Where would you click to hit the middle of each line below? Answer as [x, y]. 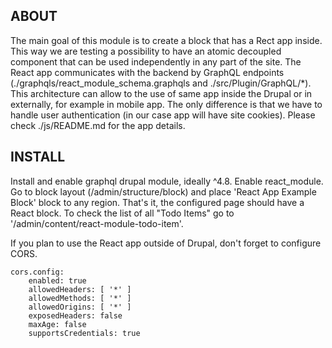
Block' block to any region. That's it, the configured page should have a [157, 202]
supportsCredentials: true [84, 333]
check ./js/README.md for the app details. [98, 125]
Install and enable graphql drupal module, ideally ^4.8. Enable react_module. [167, 181]
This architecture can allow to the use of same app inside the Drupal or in [161, 93]
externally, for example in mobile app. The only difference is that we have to [166, 104]
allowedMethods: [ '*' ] [80, 298]
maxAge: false [57, 324]
